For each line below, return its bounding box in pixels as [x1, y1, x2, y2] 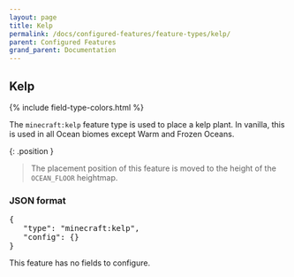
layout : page [9, 12, 57, 22]
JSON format [9, 194, 66, 206]
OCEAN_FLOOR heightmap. [30, 172, 118, 182]
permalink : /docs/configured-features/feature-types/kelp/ [9, 29, 231, 38]
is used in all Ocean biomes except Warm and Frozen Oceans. [9, 128, 235, 139]
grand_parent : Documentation [9, 46, 117, 55]
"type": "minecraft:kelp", [23, 223, 140, 234]
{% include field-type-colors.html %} [9, 102, 144, 112]
